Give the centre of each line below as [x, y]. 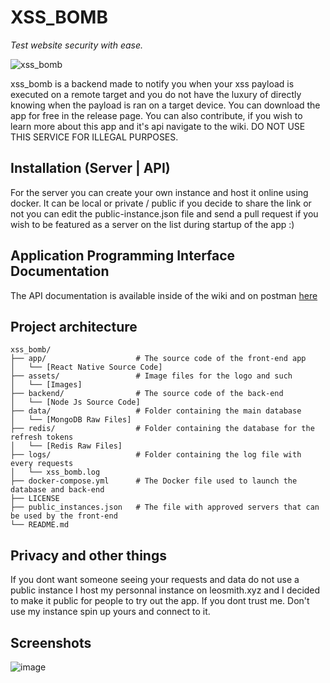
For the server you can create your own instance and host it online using [159, 192]
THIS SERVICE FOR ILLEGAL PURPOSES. [94, 137]
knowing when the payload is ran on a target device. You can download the [165, 105]
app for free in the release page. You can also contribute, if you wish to [156, 115]
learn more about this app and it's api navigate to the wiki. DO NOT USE [158, 126]
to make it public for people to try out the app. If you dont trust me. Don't [160, 601]
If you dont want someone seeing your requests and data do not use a [155, 580]
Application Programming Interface [123, 256]
